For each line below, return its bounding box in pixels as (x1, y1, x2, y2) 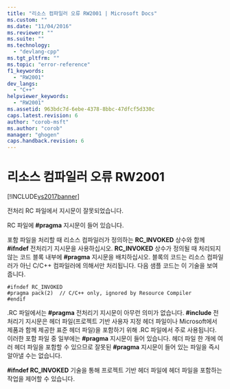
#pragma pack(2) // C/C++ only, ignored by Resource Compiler (7, 290, 192, 297)
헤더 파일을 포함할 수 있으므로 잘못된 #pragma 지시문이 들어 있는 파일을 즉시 (14, 343, 220, 351)
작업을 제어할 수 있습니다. (7, 375, 76, 383)
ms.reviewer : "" (7, 29, 54, 36)
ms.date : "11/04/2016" (7, 23, 72, 30)
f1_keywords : (7, 67, 45, 74)
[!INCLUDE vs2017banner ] (7, 193, 80, 201)
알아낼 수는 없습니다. (7, 351, 62, 360)
